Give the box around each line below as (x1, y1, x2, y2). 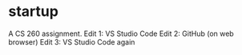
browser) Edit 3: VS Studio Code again (8, 37, 135, 46)
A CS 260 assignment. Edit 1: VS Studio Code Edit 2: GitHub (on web (8, 29, 234, 38)
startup (8, 2, 58, 21)
